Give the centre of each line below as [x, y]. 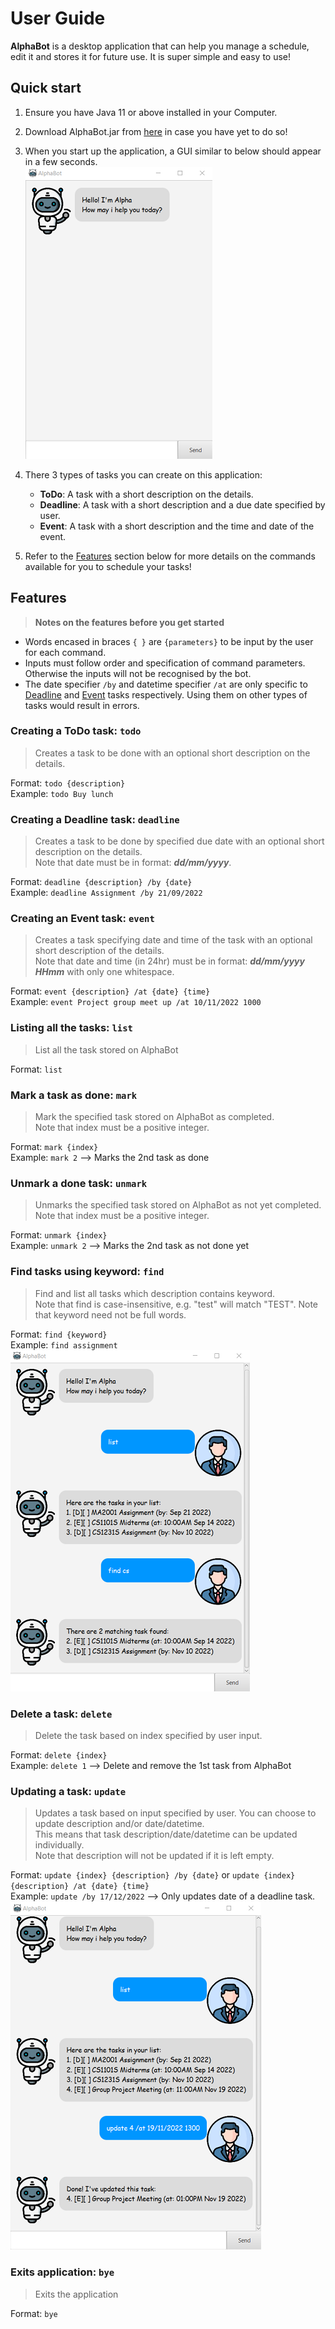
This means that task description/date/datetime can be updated [166, 1834]
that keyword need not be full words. [110, 1314]
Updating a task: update [68, 1791]
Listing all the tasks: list [71, 1028]
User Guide [58, 18]
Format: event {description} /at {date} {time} [110, 991]
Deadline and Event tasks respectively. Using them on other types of [166, 694]
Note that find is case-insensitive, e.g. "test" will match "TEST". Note [176, 1304]
